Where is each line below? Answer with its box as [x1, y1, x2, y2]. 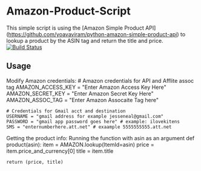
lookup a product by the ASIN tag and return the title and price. [6, 37, 163, 44]
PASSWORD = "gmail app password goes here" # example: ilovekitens [6, 118, 180, 124]
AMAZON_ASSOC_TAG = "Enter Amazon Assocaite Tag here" [6, 96, 159, 103]
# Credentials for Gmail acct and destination [6, 108, 126, 114]
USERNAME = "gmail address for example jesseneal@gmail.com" [6, 113, 164, 119]
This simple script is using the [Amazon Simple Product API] [6, 24, 156, 31]
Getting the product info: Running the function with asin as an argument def [6, 134, 195, 141]
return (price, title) [6, 159, 64, 165]
